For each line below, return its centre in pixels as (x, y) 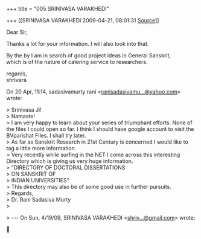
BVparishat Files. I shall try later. (46, 135)
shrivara (17, 80)
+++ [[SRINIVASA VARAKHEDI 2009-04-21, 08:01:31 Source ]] (83, 20)
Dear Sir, (17, 32)
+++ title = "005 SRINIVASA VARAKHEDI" (58, 9)
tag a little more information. (41, 148)
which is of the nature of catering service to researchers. (77, 62)
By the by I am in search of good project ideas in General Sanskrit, (88, 56)
